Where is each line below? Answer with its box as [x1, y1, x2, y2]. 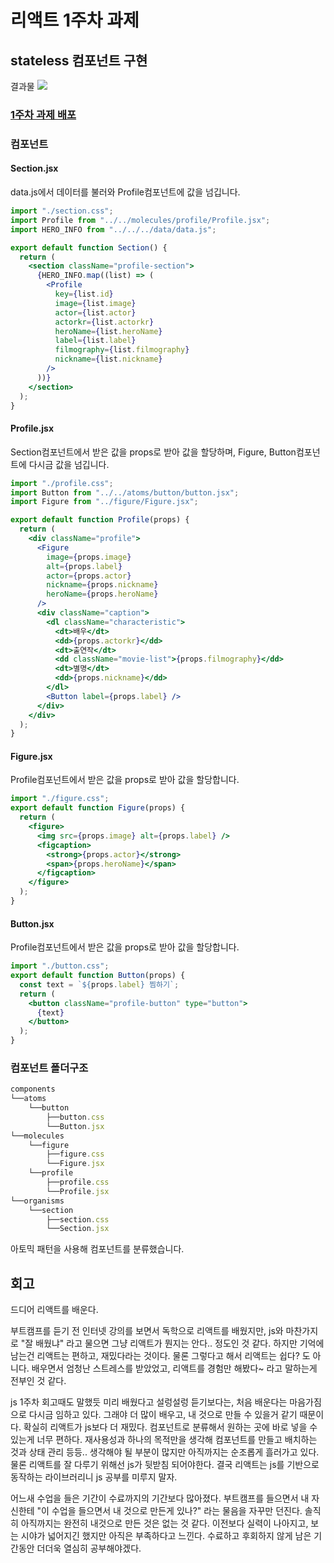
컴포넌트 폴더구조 [10, 1061, 89, 1075]
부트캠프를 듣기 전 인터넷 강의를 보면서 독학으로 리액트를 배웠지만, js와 [10, 1325, 284, 1337]
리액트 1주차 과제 [10, 9, 140, 32]
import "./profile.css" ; [10, 478, 114, 488]
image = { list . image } [54, 298, 137, 308]
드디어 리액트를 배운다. [10, 1304, 99, 1316]
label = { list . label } [54, 336, 137, 346]
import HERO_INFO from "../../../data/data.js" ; [10, 224, 217, 235]
